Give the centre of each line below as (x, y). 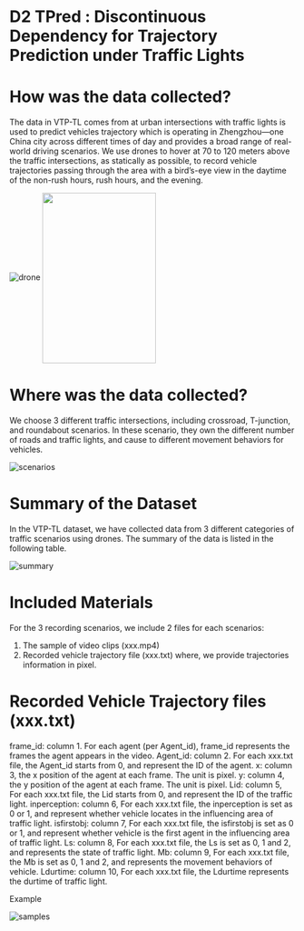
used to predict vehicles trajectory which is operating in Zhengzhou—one (147, 132)
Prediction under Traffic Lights (127, 55)
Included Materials (82, 603)
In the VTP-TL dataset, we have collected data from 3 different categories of (152, 529)
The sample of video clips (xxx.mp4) (91, 645)
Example (26, 898)
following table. (38, 548)
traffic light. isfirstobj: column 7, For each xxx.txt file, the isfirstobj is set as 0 (152, 823)
